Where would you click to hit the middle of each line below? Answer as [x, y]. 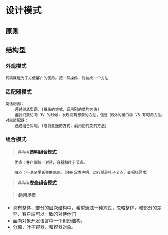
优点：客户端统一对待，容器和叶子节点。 [51, 162]
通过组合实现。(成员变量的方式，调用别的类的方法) [61, 126]
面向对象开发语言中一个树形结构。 [49, 221]
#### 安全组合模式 [37, 183]
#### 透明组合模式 [37, 152]
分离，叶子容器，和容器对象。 [44, 227]
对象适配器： [17, 120]
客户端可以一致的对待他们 [49, 214]
